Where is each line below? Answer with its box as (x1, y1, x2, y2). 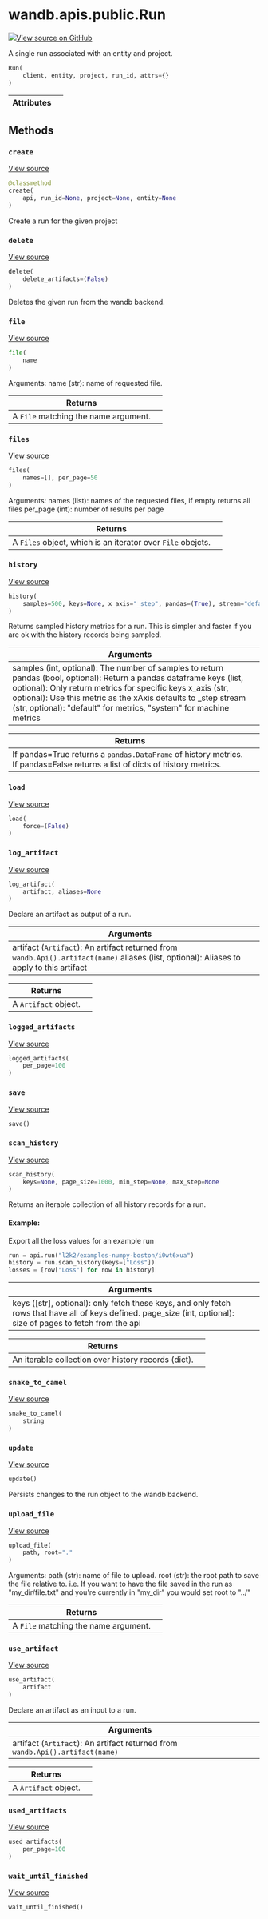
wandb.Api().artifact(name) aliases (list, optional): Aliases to (12, 952, 241, 964)
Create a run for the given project (8, 216, 118, 226)
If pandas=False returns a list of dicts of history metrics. (12, 759, 222, 770)
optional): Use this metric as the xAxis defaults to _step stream (12, 692, 246, 703)
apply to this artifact (12, 962, 88, 973)
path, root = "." (22, 1548, 73, 1557)
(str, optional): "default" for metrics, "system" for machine (12, 703, 230, 714)
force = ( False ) (22, 822, 69, 830)
